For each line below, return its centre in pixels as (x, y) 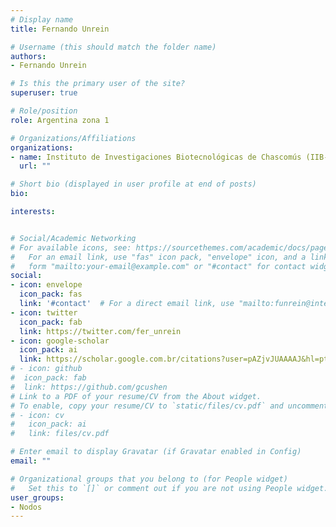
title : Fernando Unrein (60, 29)
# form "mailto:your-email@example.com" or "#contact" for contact (158, 266)
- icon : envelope (46, 285)
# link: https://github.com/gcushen (89, 387)
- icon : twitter (44, 312)
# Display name (42, 19)
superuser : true (44, 93)
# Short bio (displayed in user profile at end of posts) (133, 184)
